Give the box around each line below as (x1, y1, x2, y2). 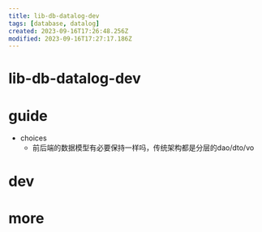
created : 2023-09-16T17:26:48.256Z (8, 27, 129, 35)
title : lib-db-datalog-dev (8, 11, 100, 20)
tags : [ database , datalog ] (8, 19, 100, 28)
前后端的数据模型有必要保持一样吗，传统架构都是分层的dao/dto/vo (32, 143, 255, 153)
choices (19, 133, 47, 143)
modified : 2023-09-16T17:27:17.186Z (8, 34, 132, 43)
